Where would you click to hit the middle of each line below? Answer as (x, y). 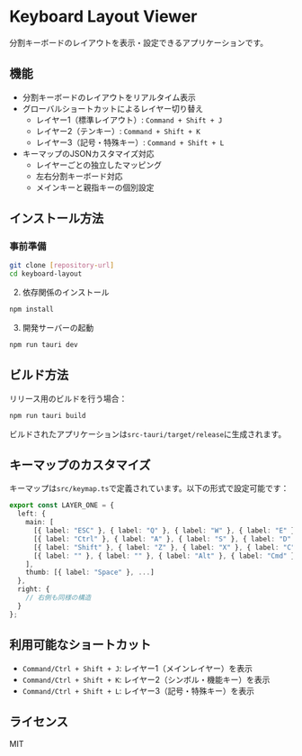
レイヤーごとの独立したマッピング (99, 165)
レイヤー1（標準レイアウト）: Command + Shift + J (129, 120)
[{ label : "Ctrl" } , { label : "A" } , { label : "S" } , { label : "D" (162, 539)
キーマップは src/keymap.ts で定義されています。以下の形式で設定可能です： (149, 488)
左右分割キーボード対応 (79, 176)
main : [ (40, 523)
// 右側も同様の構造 (58, 598)
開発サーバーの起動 (58, 328)
